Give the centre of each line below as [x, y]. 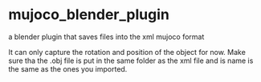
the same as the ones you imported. [68, 68]
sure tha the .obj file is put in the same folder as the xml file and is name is [131, 61]
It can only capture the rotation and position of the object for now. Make [127, 52]
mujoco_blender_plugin [89, 15]
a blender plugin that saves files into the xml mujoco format [106, 37]
